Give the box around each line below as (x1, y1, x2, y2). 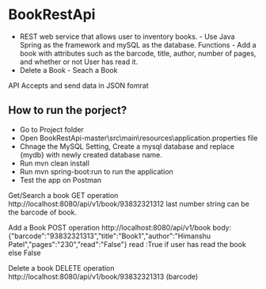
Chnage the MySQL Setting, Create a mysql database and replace (19, 141, 235, 151)
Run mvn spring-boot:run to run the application (19, 166, 174, 176)
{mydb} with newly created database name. (19, 150, 162, 159)
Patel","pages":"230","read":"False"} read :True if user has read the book (8, 239, 247, 249)
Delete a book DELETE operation (8, 263, 115, 272)
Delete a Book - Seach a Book (19, 65, 118, 74)
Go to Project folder (19, 124, 85, 134)
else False (8, 248, 41, 257)
